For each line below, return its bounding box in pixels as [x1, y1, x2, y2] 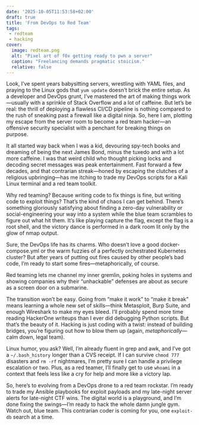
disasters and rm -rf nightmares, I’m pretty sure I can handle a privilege [6, 358, 182, 365]
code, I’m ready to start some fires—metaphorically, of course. [6, 260, 160, 267]
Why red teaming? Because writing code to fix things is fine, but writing [6, 191, 181, 199]
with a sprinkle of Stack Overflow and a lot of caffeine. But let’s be [30, 99, 192, 106]
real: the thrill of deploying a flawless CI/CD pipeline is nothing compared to [6, 105, 191, 113]
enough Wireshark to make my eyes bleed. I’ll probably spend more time [6, 308, 184, 316]
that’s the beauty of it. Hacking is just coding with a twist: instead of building [6, 321, 193, 328]
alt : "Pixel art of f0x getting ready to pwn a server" [11, 53, 153, 59]
